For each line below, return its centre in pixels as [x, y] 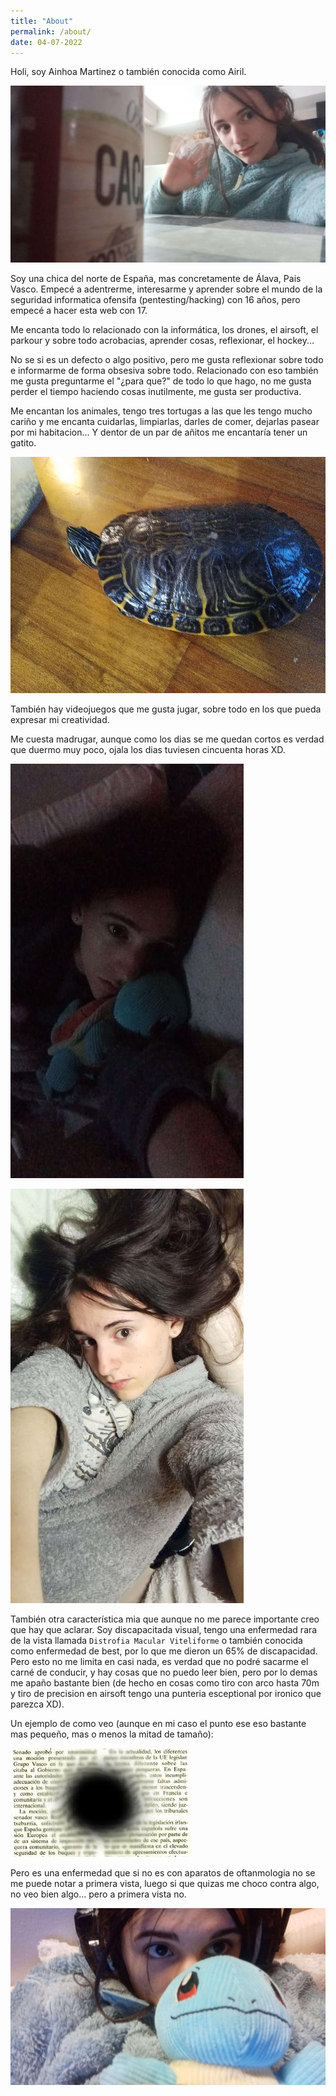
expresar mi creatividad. [60, 720]
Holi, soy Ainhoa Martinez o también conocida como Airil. [128, 72]
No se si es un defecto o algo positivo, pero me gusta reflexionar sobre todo [167, 360]
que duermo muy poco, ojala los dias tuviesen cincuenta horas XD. [148, 750]
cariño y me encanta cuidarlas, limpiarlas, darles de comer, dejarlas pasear [165, 422]
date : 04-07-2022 [46, 42]
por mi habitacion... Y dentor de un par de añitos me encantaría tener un [159, 432]
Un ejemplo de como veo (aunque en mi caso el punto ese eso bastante [158, 1724]
